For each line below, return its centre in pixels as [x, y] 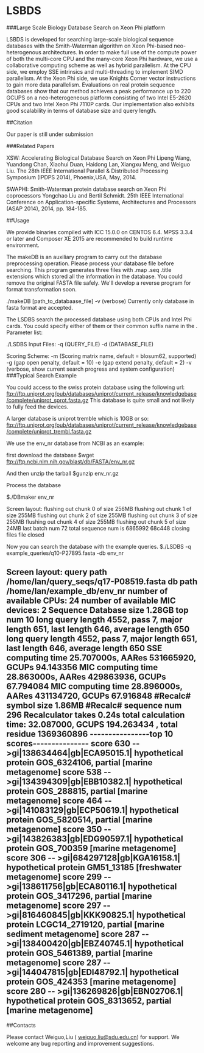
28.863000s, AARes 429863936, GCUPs [86, 677]
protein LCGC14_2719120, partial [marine [85, 925]
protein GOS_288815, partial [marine [77, 791]
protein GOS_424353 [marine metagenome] [91, 982]
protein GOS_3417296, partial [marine [79, 896]
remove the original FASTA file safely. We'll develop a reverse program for [99, 283]
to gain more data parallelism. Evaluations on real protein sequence [91, 84]
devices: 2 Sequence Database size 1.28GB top [97, 610]
